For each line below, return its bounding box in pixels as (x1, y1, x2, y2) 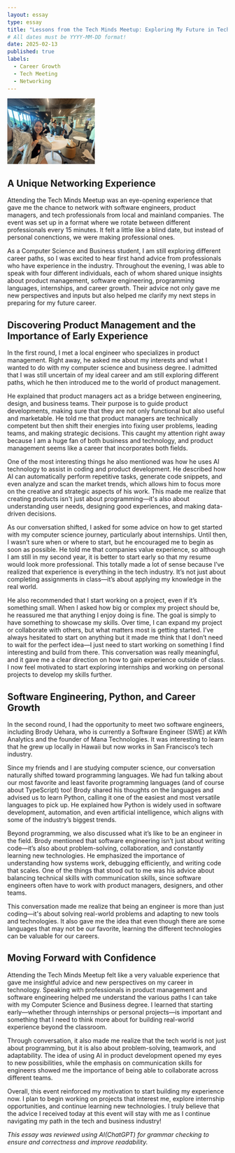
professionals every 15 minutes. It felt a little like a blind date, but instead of (7, 226, 224, 234)
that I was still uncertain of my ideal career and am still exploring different (7, 371, 219, 379)
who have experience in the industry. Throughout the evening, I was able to (7, 262, 225, 270)
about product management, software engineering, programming (7, 276, 195, 285)
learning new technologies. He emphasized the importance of (7, 851, 185, 860)
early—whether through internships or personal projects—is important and (7, 1007, 222, 1016)
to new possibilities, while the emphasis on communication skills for (7, 1059, 203, 1067)
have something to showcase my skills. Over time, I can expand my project (7, 618, 222, 627)
